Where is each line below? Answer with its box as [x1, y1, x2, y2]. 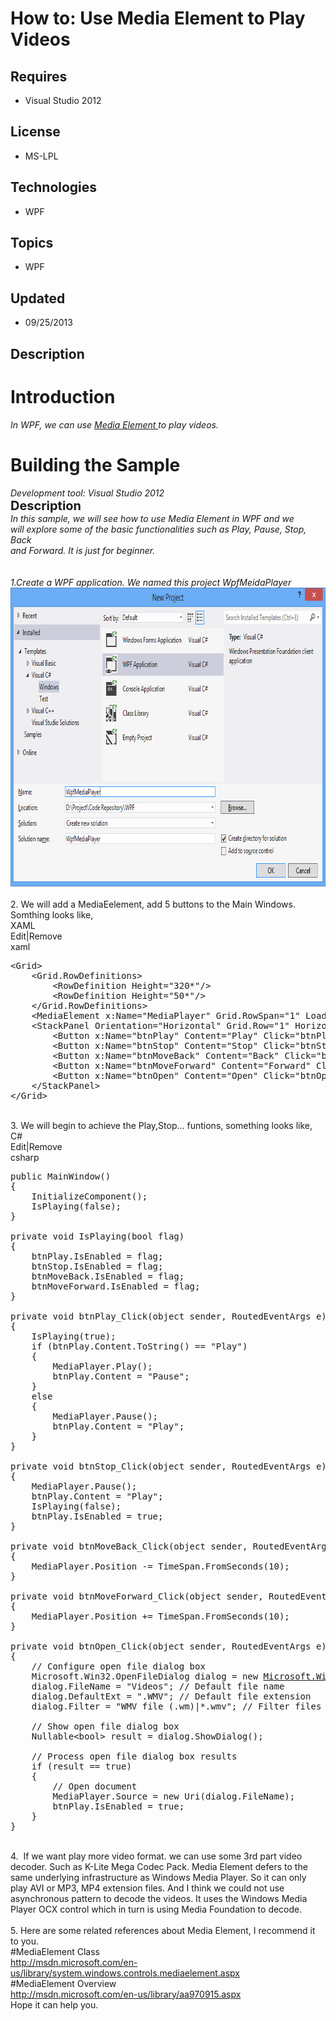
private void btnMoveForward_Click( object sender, [10, 1590, 264, 1602]
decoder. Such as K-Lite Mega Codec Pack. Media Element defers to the [10, 1860, 308, 1872]
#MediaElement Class [10, 1945, 100, 1957]
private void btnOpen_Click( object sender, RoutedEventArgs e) [10, 1640, 327, 1652]
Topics [10, 235, 54, 252]
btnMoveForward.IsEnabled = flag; [31, 1280, 201, 1292]
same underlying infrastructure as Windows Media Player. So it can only [10, 1871, 307, 1883]
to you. [10, 1935, 40, 1947]
